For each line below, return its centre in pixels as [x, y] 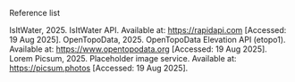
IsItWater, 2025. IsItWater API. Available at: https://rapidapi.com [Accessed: [148, 30]
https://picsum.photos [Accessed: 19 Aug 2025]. [99, 68]
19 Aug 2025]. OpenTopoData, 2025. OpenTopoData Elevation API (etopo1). [147, 40]
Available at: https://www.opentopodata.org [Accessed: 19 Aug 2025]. [139, 49]
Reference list [35, 13]
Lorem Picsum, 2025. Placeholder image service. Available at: [123, 58]
